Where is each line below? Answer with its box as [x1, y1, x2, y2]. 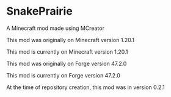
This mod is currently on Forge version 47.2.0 [6, 71, 121, 79]
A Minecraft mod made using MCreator [6, 24, 105, 32]
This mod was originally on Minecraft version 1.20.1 [6, 36, 134, 43]
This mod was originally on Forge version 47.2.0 [6, 60, 127, 67]
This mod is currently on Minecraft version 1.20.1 [6, 48, 128, 56]
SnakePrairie [6, 4, 73, 18]
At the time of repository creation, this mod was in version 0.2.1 [6, 84, 165, 91]
